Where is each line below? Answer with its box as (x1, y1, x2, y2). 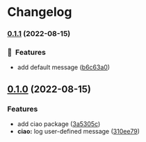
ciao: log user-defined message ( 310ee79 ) (17, 127, 140, 136)
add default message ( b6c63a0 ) (17, 63, 110, 71)
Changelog (7, 4, 72, 20)
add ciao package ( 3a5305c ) (17, 120, 101, 128)
